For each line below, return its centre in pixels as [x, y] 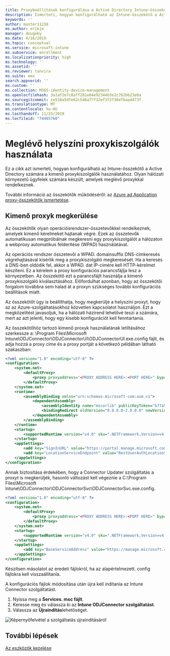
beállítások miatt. [23, 292]
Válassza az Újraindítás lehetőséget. [50, 610]
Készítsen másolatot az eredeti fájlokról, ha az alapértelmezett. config [78, 569]
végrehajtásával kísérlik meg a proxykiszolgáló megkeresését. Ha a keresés [84, 259]
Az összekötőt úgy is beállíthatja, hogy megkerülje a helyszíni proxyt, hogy [83, 302]
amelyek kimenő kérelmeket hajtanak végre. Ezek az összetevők [72, 234]
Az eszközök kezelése [28, 648]
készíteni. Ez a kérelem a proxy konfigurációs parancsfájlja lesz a [73, 270]
